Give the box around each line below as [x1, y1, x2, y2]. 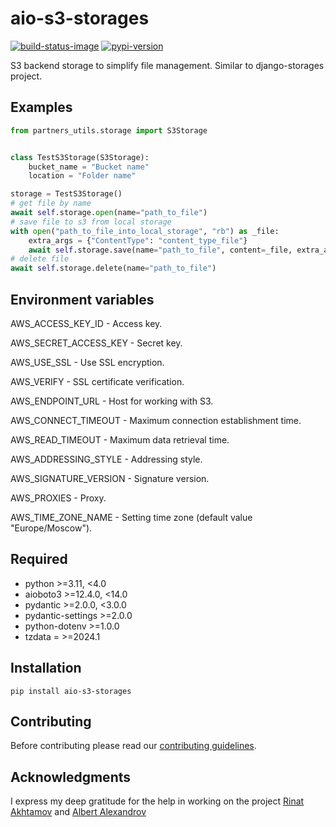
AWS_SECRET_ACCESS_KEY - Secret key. [10, 337, 183, 349]
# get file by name [10, 198, 92, 209]
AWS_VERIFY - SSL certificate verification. [10, 375, 185, 387]
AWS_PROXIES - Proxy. [10, 492, 107, 504]
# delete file [10, 254, 70, 264]
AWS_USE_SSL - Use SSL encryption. [10, 356, 165, 368]
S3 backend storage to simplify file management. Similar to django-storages [10, 59, 325, 71]
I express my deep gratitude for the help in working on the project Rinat [10, 795, 305, 807]
